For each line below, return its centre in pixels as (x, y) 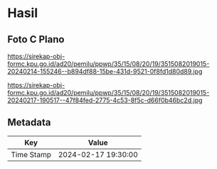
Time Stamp (31, 154)
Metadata (29, 122)
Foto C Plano (36, 39)
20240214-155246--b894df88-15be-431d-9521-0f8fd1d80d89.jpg (105, 71)
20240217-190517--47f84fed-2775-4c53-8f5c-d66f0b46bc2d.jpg (105, 100)
